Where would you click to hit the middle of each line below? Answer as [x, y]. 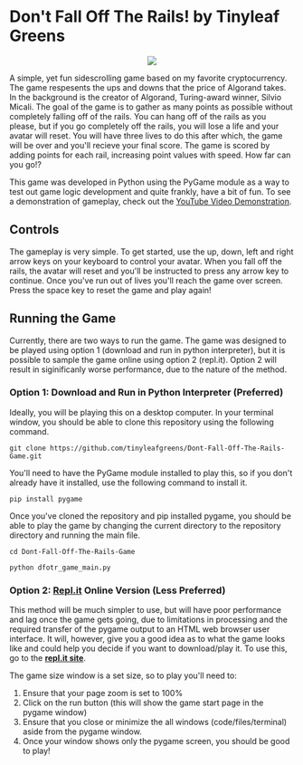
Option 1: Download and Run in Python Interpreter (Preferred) [147, 393]
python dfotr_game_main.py [60, 568]
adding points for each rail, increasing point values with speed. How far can [150, 155]
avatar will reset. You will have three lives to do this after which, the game [146, 135]
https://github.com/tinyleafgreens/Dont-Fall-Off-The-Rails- [167, 448]
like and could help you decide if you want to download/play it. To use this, [148, 648]
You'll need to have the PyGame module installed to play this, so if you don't [151, 473]
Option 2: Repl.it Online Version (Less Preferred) [118, 590]
